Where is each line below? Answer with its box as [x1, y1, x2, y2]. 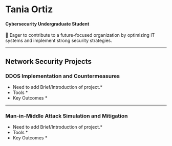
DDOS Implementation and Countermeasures [5, 72, 120, 80]
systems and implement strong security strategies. [5, 37, 113, 44]
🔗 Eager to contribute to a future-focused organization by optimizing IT [5, 32, 155, 38]
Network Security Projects [5, 57, 92, 66]
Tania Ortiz [5, 4, 53, 15]
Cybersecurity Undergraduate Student [5, 20, 90, 27]
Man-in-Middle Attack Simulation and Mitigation [5, 112, 128, 119]
